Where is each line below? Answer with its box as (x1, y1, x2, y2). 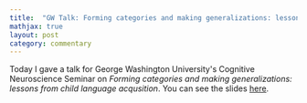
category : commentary (9, 38, 92, 48)
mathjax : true (9, 22, 64, 31)
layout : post (9, 30, 59, 39)
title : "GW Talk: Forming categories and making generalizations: (9, 13, 272, 23)
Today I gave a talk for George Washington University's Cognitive (9, 64, 256, 75)
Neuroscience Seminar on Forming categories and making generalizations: (9, 74, 292, 85)
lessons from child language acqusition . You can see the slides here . (9, 83, 270, 94)
